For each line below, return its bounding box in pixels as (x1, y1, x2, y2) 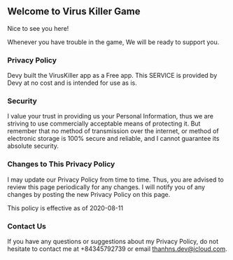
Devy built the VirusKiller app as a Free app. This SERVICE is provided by (7, 71, 218, 80)
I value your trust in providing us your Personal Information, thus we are (7, 112, 213, 121)
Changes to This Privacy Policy (7, 159, 115, 169)
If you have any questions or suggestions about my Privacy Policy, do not (7, 238, 219, 245)
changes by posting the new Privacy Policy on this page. (7, 190, 171, 198)
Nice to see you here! (7, 24, 69, 32)
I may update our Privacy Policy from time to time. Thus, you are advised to (7, 175, 224, 184)
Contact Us (7, 221, 47, 231)
